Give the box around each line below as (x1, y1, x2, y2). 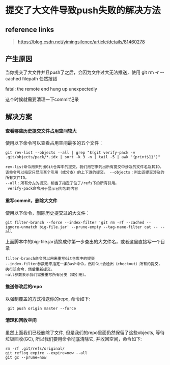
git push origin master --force (7, 306, 76, 311)
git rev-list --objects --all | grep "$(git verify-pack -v (5, 150, 136, 155)
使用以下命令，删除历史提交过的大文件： (5, 210, 90, 216)
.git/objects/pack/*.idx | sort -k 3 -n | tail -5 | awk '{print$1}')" (5, 155, 160, 160)
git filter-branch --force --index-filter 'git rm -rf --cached (5, 220, 145, 225)
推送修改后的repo (5, 284, 42, 290)
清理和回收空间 (5, 317, 37, 323)
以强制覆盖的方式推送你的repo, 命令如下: (5, 296, 91, 302)
